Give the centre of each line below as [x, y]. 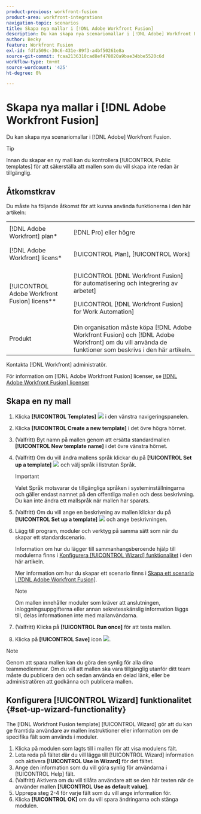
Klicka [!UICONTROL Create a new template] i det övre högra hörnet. [100, 428]
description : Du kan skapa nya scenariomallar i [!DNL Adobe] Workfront [99, 34]
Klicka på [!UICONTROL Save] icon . [63, 639]
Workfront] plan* [33, 236]
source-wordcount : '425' [37, 67]
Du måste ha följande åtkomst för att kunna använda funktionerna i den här [98, 206]
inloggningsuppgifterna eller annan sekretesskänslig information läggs [101, 609]
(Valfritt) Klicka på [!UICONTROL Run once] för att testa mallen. [93, 627]
